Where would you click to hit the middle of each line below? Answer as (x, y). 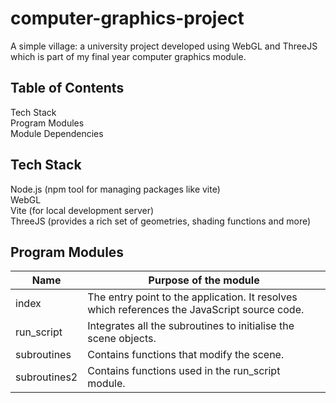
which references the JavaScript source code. (196, 310)
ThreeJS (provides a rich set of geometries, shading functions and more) (161, 221)
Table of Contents (67, 88)
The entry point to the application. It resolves (192, 297)
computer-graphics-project (127, 18)
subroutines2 (46, 377)
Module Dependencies (57, 133)
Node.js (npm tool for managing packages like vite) (115, 189)
